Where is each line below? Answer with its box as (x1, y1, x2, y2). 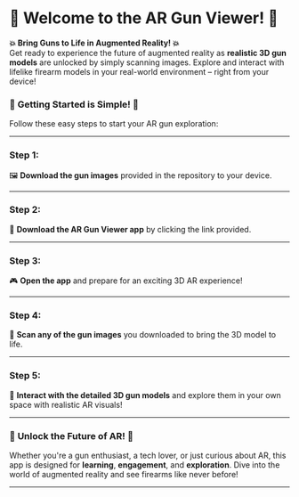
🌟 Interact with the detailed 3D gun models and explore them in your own (9, 389, 282, 400)
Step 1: (9, 149, 39, 161)
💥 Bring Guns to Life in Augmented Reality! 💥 (9, 37, 180, 48)
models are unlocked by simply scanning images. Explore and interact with (9, 57, 285, 68)
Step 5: (9, 370, 42, 382)
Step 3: (9, 254, 42, 266)
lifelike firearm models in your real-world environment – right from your (9, 66, 270, 77)
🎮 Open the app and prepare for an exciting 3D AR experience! (9, 275, 243, 286)
